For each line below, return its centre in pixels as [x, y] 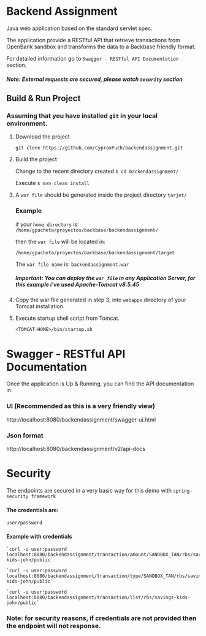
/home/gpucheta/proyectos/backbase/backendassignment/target [95, 252]
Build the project [36, 159]
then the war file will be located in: [60, 241]
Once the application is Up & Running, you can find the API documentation [100, 384]
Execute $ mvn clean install [52, 183]
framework [44, 496]
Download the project [43, 137]
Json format [25, 435]
